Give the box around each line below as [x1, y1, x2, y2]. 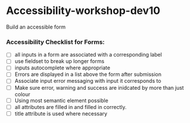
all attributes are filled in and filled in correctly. [14, 103, 127, 110]
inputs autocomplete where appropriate [14, 64, 110, 71]
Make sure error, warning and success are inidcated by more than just [14, 84, 184, 91]
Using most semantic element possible [14, 97, 108, 104]
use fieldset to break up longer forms [14, 58, 104, 65]
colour [14, 90, 30, 97]
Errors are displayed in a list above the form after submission [14, 71, 162, 78]
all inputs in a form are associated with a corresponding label [14, 51, 162, 58]
